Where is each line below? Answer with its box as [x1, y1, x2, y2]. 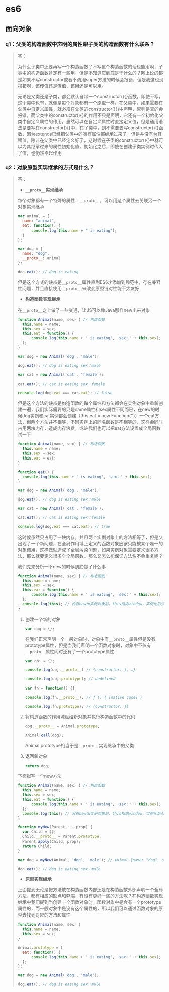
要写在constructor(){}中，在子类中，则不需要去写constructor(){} [26, 124, 159, 131]
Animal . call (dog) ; [25, 733, 64, 738]
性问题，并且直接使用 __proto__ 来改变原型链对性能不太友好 [17, 285, 140, 291]
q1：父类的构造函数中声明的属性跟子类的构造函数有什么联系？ [5, 41, 155, 48]
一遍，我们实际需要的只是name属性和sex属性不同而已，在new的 [22, 406, 155, 413]
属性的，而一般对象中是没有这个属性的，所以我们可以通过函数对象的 [17, 905, 159, 911]
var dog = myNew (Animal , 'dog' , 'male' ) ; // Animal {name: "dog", [17, 857, 160, 862]
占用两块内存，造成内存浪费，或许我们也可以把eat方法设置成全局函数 [17, 425, 161, 431]
